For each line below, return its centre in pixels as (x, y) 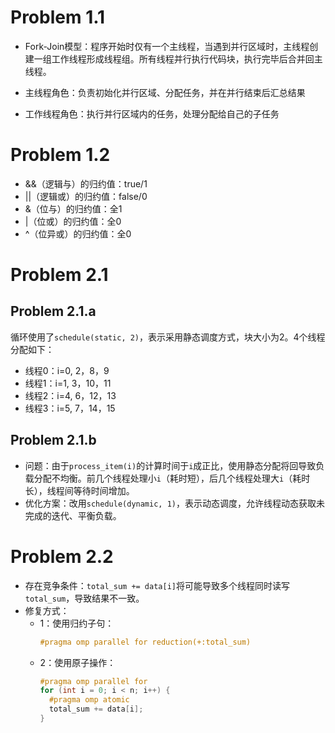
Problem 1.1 (58, 17)
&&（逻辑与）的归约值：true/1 (86, 183)
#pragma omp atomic (89, 700)
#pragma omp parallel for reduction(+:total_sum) (145, 642)
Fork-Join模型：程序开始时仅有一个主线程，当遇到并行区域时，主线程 (167, 46)
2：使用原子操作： (78, 662)
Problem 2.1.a (53, 311)
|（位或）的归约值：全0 (73, 221)
